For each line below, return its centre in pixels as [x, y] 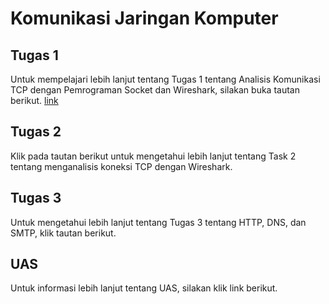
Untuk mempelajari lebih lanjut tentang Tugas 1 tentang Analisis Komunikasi [165, 79]
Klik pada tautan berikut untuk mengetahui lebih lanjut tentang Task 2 [153, 156]
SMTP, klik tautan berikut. [63, 233]
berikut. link [34, 100]
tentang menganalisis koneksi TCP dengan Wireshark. [121, 166]
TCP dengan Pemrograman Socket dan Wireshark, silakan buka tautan [155, 90]
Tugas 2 [36, 132]
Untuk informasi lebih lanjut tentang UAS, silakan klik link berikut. [144, 288]
